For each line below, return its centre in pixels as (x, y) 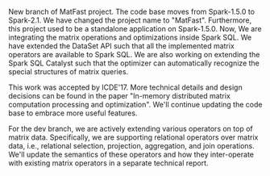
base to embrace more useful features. (73, 113)
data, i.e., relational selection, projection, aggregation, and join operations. (132, 146)
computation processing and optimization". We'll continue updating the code (135, 105)
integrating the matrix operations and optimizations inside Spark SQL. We (130, 37)
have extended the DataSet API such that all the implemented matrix (122, 46)
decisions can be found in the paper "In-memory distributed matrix (120, 96)
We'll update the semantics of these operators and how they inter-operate (131, 154)
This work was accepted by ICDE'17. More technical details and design (126, 87)
